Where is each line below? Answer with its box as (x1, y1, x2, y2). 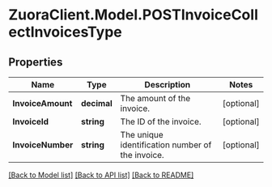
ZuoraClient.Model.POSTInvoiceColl (8, 6, 259, 24)
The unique (120, 130, 164, 140)
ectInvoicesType (8, 23, 123, 41)
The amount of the (120, 93, 191, 104)
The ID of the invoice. (120, 116, 202, 127)
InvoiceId (12, 116, 49, 127)
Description (144, 79, 191, 90)
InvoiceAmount (12, 98, 73, 108)
